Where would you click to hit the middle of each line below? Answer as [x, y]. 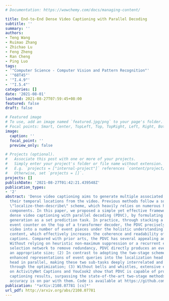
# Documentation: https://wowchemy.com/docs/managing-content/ [73, 10]
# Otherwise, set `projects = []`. [45, 173]
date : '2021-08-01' [26, 94]
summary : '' [18, 28]
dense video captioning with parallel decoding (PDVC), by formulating [87, 215]
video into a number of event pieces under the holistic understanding [87, 229]
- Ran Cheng [18, 56]
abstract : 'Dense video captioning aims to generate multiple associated [84, 197]
